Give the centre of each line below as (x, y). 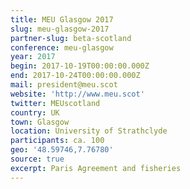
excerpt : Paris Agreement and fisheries (96, 168)
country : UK (35, 112)
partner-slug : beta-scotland (71, 38)
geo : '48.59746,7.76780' (62, 150)
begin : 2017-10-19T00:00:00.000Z (80, 66)
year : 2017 (33, 57)
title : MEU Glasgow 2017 (62, 19)
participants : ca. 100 (57, 141)
